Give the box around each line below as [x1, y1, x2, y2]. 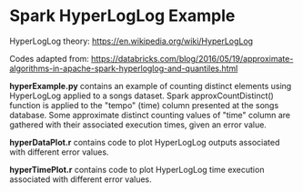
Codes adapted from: [9, 53, 89, 64]
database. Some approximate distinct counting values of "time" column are [9, 109, 291, 120]
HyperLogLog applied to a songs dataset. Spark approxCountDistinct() [9, 90, 275, 101]
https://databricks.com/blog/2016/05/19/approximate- [90, 53, 294, 64]
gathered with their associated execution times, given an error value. [9, 119, 267, 130]
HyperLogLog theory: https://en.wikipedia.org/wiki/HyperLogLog [9, 35, 253, 46]
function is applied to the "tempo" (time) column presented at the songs [9, 99, 279, 110]
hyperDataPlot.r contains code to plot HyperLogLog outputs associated [9, 136, 280, 147]
